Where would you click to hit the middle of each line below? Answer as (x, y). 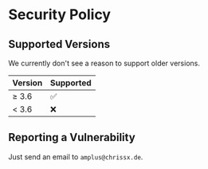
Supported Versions (59, 44)
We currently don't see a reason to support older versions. (104, 63)
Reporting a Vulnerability (72, 138)
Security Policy (60, 15)
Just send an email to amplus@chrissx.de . (76, 156)
